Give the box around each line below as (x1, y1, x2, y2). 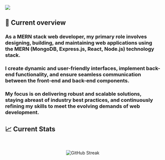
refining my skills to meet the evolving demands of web (5, 103, 140, 110)
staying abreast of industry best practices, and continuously (5, 96, 154, 103)
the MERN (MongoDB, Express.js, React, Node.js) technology (5, 46, 154, 53)
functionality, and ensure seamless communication (15, 71, 141, 78)
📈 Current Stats (5, 125, 56, 133)
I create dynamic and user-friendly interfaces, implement (5, 65, 145, 72)
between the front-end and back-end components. (5, 77, 130, 84)
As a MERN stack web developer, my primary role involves (5, 33, 147, 40)
